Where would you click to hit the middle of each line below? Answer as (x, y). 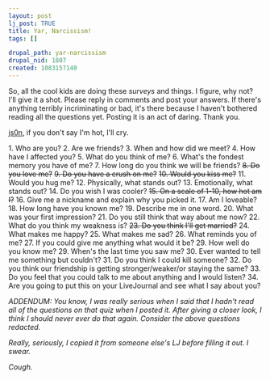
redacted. (25, 327)
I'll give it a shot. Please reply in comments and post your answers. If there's (135, 99)
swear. (19, 351)
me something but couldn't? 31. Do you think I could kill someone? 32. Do (130, 260)
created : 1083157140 (43, 68)
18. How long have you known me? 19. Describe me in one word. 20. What (131, 208)
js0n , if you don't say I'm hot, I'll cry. (69, 132)
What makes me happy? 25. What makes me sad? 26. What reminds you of (133, 234)
